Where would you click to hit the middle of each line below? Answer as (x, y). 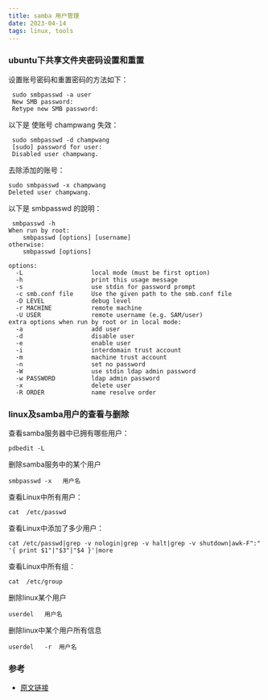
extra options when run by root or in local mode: (95, 322)
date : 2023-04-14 (37, 23)
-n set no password (81, 364)
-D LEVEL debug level (73, 301)
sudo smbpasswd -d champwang (61, 140)
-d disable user (75, 336)
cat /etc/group (35, 581)
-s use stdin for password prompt (106, 286)
